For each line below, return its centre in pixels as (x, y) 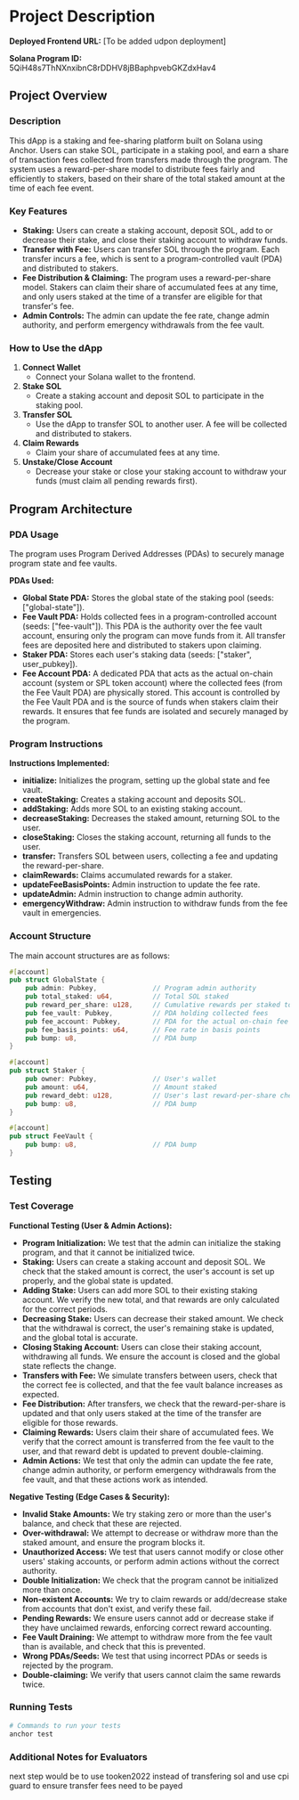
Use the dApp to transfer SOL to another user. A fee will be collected (161, 424)
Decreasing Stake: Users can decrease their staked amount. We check (153, 1318)
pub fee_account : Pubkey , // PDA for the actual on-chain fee (157, 1022)
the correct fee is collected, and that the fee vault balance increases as (152, 1385)
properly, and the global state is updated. (97, 1281)
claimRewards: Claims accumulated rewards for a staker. (127, 876)
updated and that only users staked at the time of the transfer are (142, 1413)
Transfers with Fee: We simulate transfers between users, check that (149, 1375)
